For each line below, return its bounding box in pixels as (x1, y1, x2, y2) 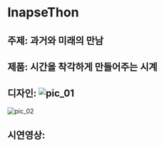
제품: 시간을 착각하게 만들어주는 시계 (7, 61, 158, 73)
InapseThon (7, 4, 80, 21)
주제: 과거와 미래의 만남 (7, 34, 104, 46)
